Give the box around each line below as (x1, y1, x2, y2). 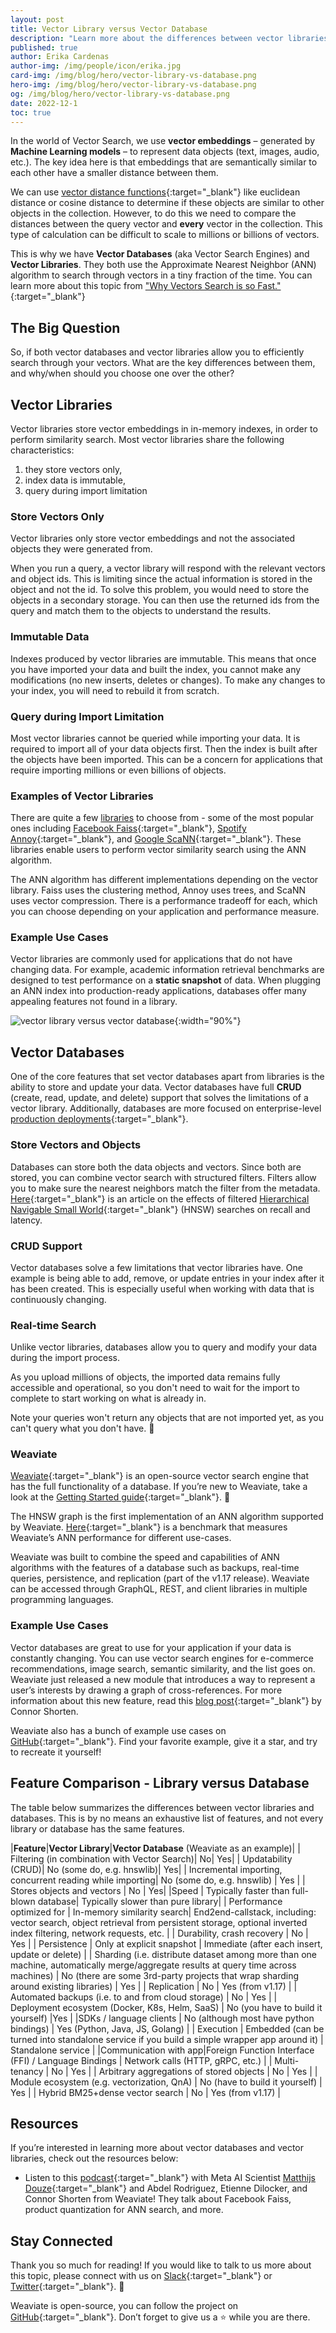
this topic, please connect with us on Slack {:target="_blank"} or (10, 2270, 273, 2282)
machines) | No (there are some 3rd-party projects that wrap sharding (10, 1969, 300, 1981)
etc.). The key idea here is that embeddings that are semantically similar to (10, 156, 318, 168)
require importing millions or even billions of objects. (10, 764, 227, 776)
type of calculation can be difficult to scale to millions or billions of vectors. (10, 229, 320, 241)
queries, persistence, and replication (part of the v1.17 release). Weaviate (10, 1572, 310, 1585)
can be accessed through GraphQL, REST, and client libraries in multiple (10, 1583, 308, 1595)
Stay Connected (10, 2232, 113, 2250)
